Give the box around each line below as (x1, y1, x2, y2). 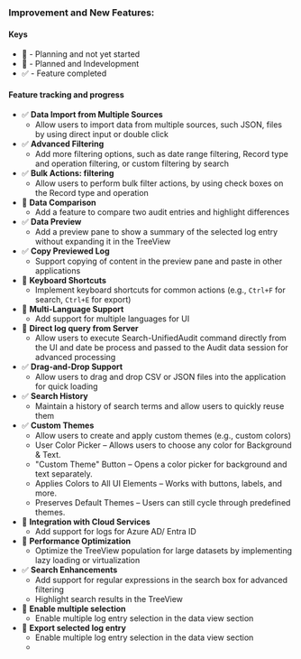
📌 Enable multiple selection (21, 603, 127, 615)
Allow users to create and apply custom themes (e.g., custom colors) (34, 431, 292, 441)
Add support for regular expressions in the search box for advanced (34, 575, 288, 586)
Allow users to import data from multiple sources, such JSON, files (34, 119, 283, 130)
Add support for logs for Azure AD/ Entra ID (34, 526, 197, 537)
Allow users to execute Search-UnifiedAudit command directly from (34, 332, 287, 344)
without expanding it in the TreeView (34, 237, 171, 247)
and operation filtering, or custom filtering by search (34, 158, 230, 169)
